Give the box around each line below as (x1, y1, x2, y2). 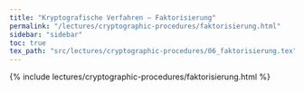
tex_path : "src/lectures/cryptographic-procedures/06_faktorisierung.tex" (9, 47, 298, 56)
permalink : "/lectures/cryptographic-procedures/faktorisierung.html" (9, 22, 281, 31)
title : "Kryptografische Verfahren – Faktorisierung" (9, 13, 217, 23)
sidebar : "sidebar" (9, 30, 83, 39)
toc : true (9, 38, 47, 48)
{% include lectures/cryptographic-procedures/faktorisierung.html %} (9, 71, 271, 82)
